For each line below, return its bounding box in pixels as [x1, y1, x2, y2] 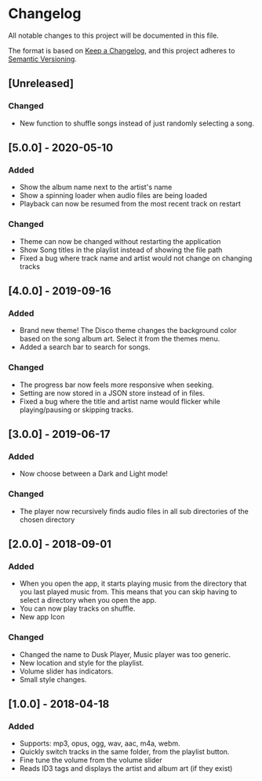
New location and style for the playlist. [19, 658, 144, 667]
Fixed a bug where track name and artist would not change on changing [19, 253, 253, 263]
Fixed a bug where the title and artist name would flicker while [19, 396, 221, 406]
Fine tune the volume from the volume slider [19, 755, 163, 765]
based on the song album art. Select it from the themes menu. [19, 334, 220, 344]
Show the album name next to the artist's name [19, 182, 173, 192]
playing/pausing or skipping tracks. [19, 405, 134, 414]
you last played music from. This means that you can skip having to [19, 587, 238, 597]
